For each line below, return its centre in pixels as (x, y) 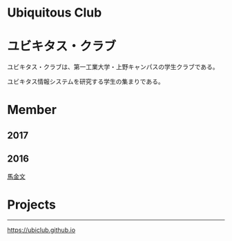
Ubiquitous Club (55, 13)
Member (32, 110)
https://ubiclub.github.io (41, 230)
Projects (32, 204)
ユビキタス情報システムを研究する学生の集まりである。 (86, 81)
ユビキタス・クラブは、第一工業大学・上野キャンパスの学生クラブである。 (113, 67)
